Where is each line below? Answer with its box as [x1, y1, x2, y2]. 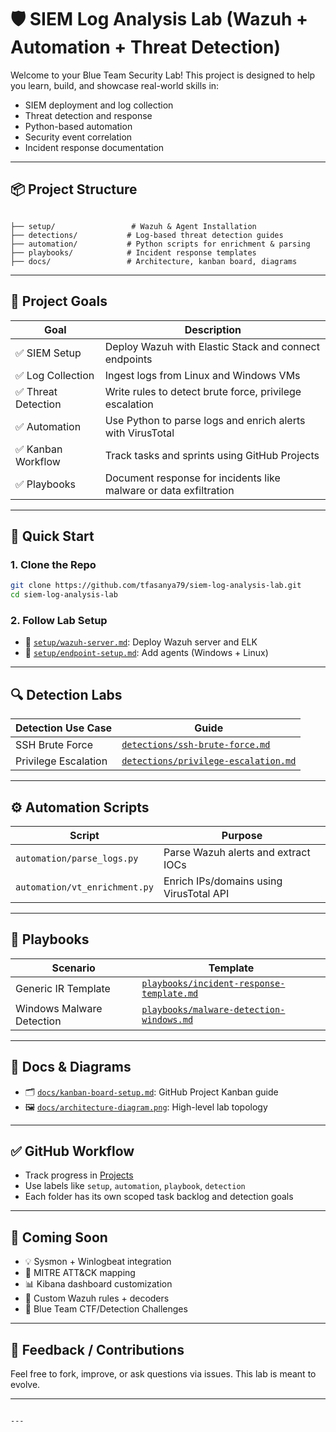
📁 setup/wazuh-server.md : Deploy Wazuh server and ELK [24, 636, 258, 648]
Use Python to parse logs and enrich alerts [104, 413, 306, 427]
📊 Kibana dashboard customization [24, 1278, 173, 1290]
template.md [141, 987, 199, 999]
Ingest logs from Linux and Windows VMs [104, 368, 301, 382]
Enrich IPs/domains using [163, 874, 283, 888]
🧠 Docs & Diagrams [10, 1059, 132, 1076]
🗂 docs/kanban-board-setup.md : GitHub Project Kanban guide [24, 1086, 279, 1098]
